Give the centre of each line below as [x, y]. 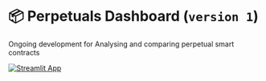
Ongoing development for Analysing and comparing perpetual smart [121, 44]
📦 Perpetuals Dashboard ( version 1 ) [133, 16]
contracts [24, 52]
